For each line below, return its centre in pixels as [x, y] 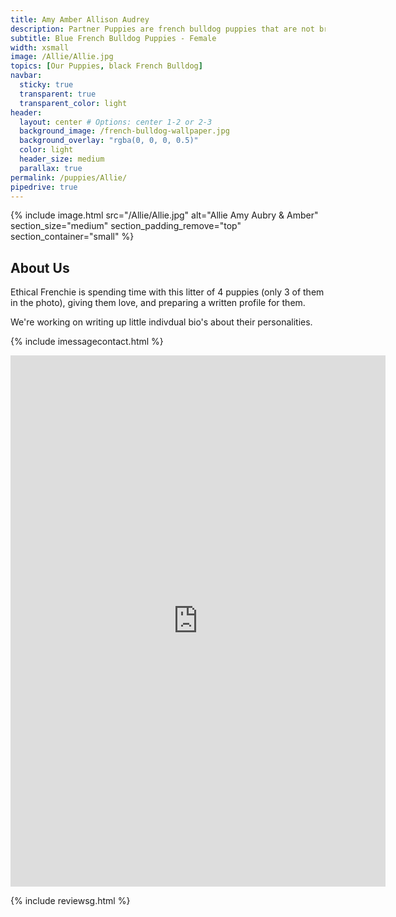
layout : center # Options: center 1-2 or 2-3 [116, 122]
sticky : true [46, 85]
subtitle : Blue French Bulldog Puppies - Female [113, 38]
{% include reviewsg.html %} [70, 901]
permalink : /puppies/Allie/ [69, 177]
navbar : [26, 76]
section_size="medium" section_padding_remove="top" [126, 226]
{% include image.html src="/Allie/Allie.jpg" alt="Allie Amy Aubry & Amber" [164, 215]
